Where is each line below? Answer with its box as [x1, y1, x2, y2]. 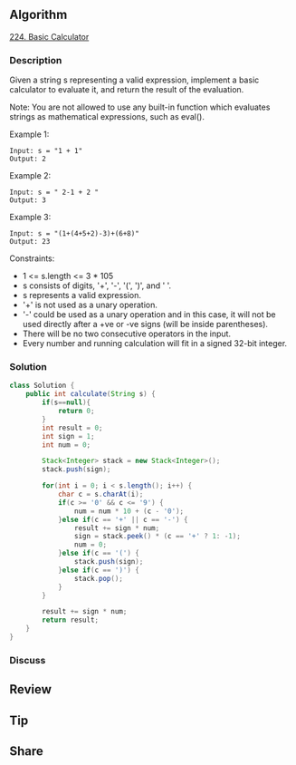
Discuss [9, 654, 46, 666]
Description [9, 53, 62, 66]
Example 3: [9, 212, 52, 223]
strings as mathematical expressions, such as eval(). [9, 111, 205, 122]
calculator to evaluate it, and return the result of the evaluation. [9, 84, 244, 95]
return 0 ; [57, 407, 95, 416]
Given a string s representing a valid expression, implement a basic [9, 74, 260, 85]
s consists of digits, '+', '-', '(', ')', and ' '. [22, 280, 172, 291]
